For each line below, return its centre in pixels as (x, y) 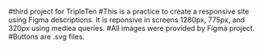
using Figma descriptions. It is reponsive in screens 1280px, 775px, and (127, 20)
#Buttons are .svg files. (47, 36)
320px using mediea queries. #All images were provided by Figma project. (131, 28)
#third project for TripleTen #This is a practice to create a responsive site (129, 11)
